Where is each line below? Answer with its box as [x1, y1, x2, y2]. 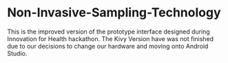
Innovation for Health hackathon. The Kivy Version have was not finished [7, 34, 214, 42]
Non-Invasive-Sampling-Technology [7, 5, 222, 21]
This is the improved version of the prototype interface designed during [7, 27, 210, 36]
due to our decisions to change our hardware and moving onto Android [7, 42, 209, 50]
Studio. [7, 49, 28, 58]
